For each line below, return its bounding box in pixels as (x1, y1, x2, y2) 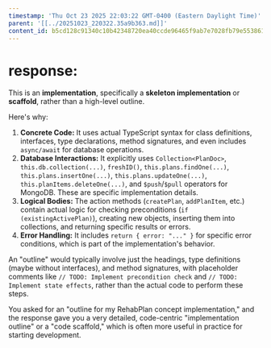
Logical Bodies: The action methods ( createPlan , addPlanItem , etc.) (19, 197, 245, 206)
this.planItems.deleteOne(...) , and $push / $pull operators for (19, 179, 228, 189)
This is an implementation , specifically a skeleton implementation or (8, 88, 240, 97)
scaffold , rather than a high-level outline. (8, 97, 145, 106)
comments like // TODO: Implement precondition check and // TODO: (8, 271, 238, 282)
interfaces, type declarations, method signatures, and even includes (19, 136, 247, 146)
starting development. (8, 330, 82, 340)
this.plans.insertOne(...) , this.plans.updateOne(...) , (19, 171, 207, 180)
